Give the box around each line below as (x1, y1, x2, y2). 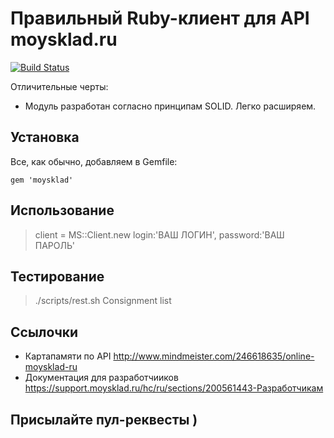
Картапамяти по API (24, 350, 112, 362)
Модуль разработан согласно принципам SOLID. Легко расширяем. (24, 100, 317, 112)
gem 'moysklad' (10, 175, 74, 185)
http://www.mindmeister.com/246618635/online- (113, 350, 315, 362)
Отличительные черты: (10, 80, 109, 92)
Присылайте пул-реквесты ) (10, 411, 198, 428)
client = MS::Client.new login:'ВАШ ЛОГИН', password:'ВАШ (34, 228, 285, 241)
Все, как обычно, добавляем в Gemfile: (10, 155, 178, 167)
